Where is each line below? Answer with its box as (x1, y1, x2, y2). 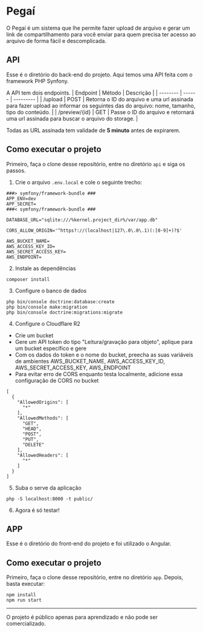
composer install (6, 276, 50, 283)
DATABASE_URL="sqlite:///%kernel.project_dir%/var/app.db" (6, 217, 158, 223)
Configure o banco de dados (14, 287, 87, 294)
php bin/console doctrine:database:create (6, 298, 115, 304)
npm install (6, 592, 36, 598)
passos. (6, 167, 26, 174)
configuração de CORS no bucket (14, 377, 99, 384)
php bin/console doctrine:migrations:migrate (6, 309, 123, 315)
